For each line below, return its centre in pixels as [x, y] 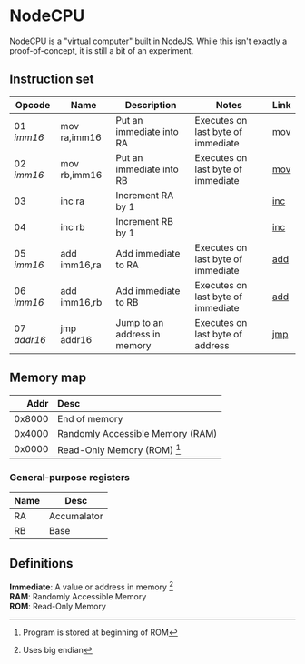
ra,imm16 [81, 137]
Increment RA [145, 195]
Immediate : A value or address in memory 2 [92, 586]
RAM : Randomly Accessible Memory [78, 596]
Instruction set [52, 80]
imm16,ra [81, 265]
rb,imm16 [81, 175]
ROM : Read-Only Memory [58, 606]
